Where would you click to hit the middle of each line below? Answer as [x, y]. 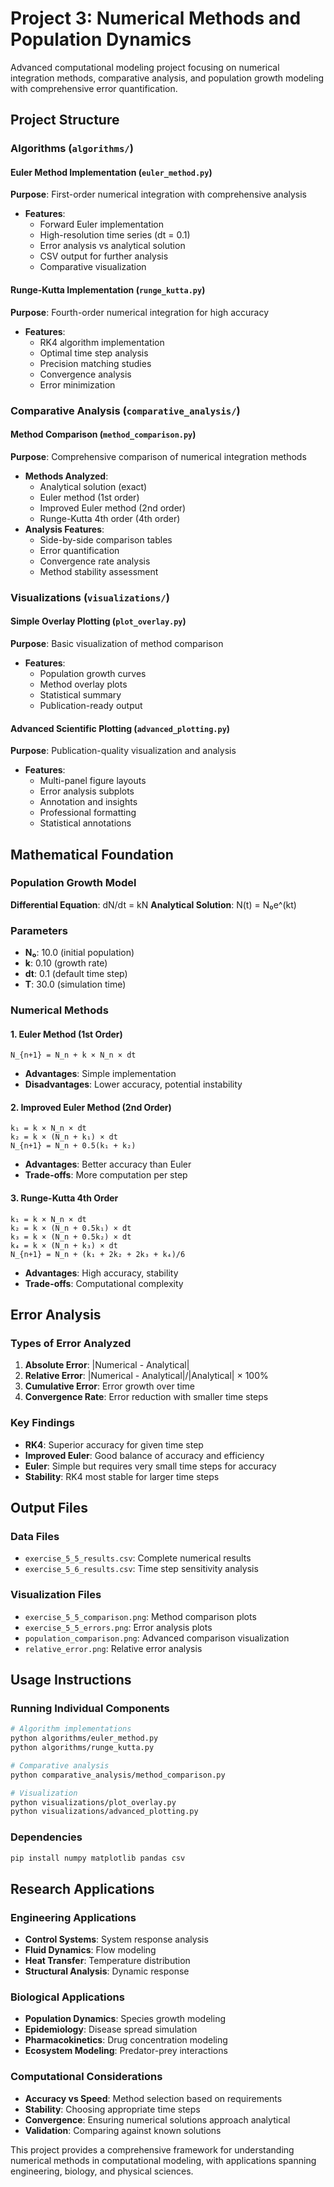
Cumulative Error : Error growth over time [109, 1386]
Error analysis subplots [87, 791]
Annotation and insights [88, 802]
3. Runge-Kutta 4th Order [64, 1198]
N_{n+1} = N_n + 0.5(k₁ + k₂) [73, 1146]
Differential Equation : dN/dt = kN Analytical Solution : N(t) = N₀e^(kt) [153, 904]
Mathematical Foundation [92, 854]
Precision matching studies [95, 363]
